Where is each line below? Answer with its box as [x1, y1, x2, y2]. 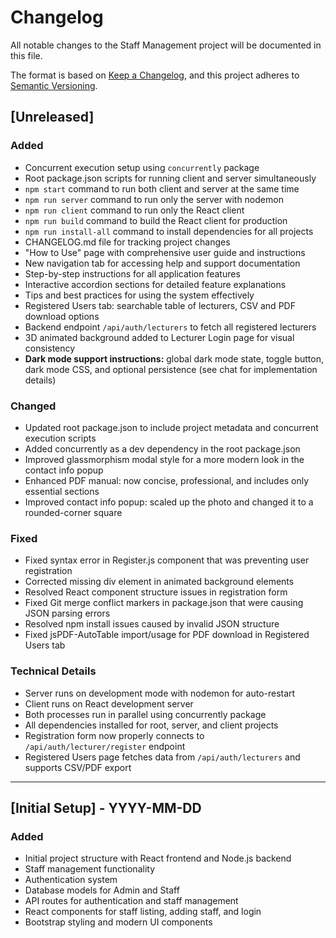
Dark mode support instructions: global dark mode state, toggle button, [24, 352, 324, 365]
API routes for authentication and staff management [24, 895, 239, 907]
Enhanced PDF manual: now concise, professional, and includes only [24, 474, 310, 486]
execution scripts [24, 432, 97, 444]
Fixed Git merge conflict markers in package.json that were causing [24, 597, 304, 609]
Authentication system [24, 874, 118, 886]
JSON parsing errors [24, 607, 111, 620]
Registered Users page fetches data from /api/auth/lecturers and [24, 751, 301, 763]
